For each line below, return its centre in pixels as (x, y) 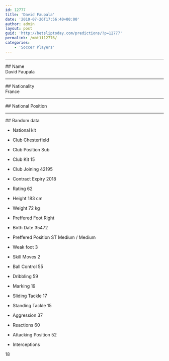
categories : (18, 43)
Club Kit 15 (24, 159)
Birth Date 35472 (30, 227)
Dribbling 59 (25, 276)
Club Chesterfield (31, 140)
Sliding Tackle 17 (30, 296)
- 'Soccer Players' (35, 47)
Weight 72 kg (26, 208)
